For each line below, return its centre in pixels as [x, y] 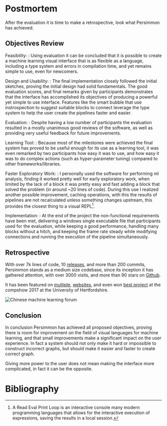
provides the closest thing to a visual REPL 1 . [50, 206]
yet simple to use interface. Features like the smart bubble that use [74, 102]
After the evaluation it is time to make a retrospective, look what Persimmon [83, 22]
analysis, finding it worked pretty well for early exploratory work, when [78, 179]
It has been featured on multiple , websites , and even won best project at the [83, 285]
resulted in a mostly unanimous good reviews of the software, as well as [79, 128]
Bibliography [32, 389]
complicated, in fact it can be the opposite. [49, 369]
